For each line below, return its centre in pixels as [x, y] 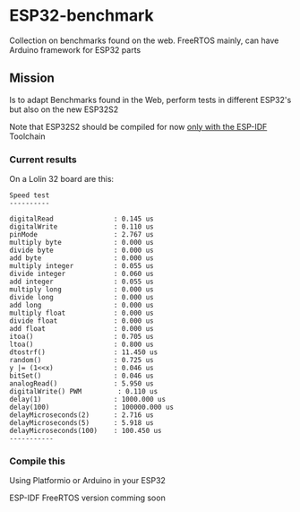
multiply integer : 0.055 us [81, 266]
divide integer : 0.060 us [81, 274]
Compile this [37, 461]
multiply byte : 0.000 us [81, 243]
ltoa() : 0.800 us [81, 345]
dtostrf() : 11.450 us [84, 352]
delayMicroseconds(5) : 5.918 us [81, 423]
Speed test [30, 195]
